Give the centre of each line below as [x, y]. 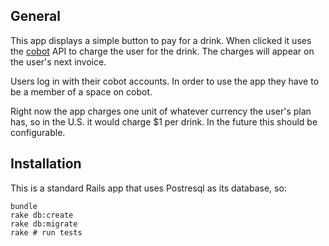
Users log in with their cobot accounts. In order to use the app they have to [165, 81]
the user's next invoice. [58, 61]
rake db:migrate [44, 224]
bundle [24, 206]
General [36, 16]
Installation [46, 164]
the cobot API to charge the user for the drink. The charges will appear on [162, 51]
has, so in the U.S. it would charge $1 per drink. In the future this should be [164, 121]
